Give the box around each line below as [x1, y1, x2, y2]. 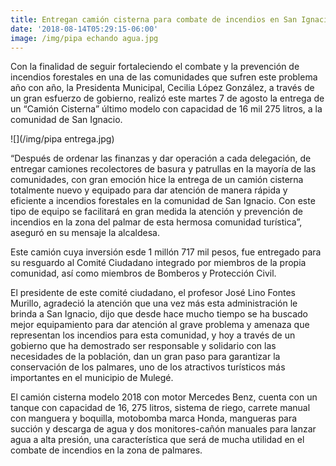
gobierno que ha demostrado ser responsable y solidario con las [10, 340, 277, 352]
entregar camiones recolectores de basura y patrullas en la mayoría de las [10, 163, 317, 175]
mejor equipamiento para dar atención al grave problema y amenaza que [10, 319, 310, 331]
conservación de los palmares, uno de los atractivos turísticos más [10, 361, 286, 373]
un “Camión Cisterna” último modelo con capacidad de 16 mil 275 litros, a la [10, 103, 323, 115]
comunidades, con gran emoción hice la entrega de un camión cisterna [10, 174, 304, 186]
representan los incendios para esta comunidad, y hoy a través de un [10, 329, 296, 341]
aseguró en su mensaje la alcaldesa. [10, 227, 160, 239]
